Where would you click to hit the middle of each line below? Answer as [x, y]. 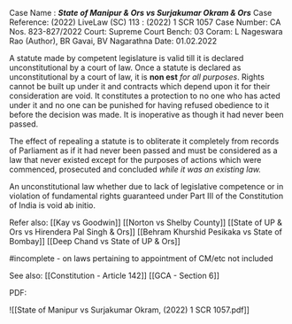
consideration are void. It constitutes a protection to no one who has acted [145, 96]
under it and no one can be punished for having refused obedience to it [139, 105]
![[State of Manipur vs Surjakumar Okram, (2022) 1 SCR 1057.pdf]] [130, 310]
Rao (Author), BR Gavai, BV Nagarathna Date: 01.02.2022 [113, 41]
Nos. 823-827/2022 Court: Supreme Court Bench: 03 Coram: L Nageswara [146, 31]
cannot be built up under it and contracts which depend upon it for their [140, 86]
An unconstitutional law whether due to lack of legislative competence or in [146, 186]
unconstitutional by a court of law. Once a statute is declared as [125, 67]
